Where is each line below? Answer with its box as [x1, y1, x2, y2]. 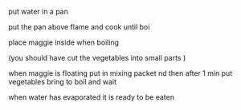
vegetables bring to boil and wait [8, 77, 117, 86]
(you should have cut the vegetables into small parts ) [8, 53, 186, 62]
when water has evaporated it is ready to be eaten [8, 92, 175, 102]
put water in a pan [8, 7, 68, 16]
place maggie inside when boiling [8, 37, 119, 47]
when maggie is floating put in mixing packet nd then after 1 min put [8, 69, 233, 78]
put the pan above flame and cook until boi [8, 22, 150, 31]
